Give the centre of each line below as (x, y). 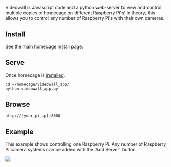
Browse (18, 104)
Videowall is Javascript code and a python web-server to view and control (83, 7)
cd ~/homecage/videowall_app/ (38, 84)
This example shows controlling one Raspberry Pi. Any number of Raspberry (86, 144)
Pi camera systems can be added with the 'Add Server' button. (71, 150)
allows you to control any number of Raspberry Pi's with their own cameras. (85, 18)
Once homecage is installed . (35, 75)
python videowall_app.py (32, 89)
